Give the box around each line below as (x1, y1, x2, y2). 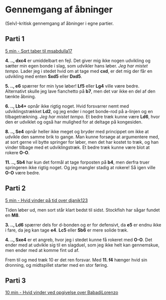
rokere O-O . (5, 149, 30, 155)
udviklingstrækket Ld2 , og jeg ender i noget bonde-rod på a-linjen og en (5, 108, 153, 114)
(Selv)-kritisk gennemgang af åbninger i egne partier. (5, 20, 114, 26)
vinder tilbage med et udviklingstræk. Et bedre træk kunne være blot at (5, 144, 150, 150)
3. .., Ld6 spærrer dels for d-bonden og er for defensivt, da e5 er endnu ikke (5, 222, 162, 228)
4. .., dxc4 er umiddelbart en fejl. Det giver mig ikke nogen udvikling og (5, 58, 151, 63)
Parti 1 (5, 35, 25, 43)
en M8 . (5, 212, 20, 218)
